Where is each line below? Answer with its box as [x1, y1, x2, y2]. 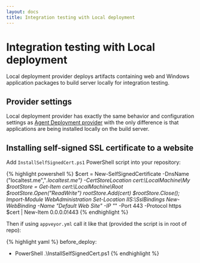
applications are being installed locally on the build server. [6, 125, 150, 133]
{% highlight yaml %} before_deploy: [6, 238, 97, 246]
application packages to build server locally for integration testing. [6, 79, 169, 86]
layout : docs [6, 8, 39, 15]
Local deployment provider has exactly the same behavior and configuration [6, 112, 195, 120]
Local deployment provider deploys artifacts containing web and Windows [6, 73, 190, 80]
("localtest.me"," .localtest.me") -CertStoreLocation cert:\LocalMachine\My [6, 177, 190, 184]
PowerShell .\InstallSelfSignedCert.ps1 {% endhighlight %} [14, 250, 160, 257]
